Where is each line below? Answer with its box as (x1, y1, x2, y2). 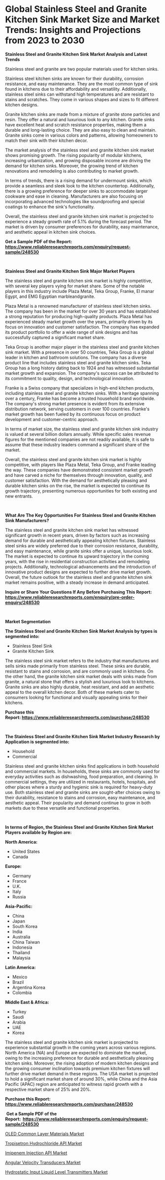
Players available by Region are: (5, 829, 72, 835)
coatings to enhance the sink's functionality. (5, 204, 95, 210)
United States (12, 848, 40, 854)
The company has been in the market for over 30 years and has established (5, 308, 159, 314)
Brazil (12, 979, 24, 985)
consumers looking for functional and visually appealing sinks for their (5, 694, 148, 700)
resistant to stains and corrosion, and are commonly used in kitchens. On (5, 668, 154, 674)
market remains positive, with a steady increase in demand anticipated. (5, 579, 150, 585)
